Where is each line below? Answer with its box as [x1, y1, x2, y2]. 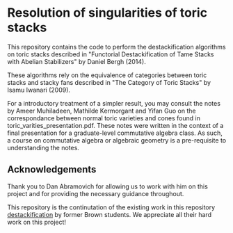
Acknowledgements [7, 163, 97, 175]
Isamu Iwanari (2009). [7, 86, 71, 94]
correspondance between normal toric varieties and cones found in [7, 113, 200, 122]
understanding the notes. [7, 143, 80, 152]
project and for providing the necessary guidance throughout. [7, 189, 184, 198]
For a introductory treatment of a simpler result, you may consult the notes [7, 99, 221, 107]
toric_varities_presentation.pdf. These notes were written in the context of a [7, 121, 224, 129]
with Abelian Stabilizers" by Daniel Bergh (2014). [7, 57, 146, 65]
